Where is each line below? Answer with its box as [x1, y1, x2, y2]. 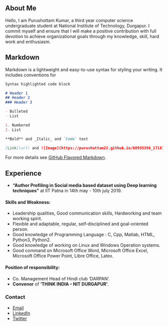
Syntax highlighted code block [5, 81, 70, 87]
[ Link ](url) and [5, 145, 39, 150]
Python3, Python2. [12, 237, 51, 243]
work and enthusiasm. [5, 39, 51, 45]
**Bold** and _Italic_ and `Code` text [5, 136, 88, 141]
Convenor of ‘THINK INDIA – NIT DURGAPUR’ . [12, 281, 109, 287]
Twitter [12, 315, 27, 321]
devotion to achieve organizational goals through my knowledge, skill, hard [5, 33, 159, 39]
